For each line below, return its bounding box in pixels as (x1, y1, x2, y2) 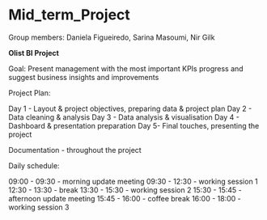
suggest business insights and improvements (8, 72, 159, 82)
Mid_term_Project (8, 6, 131, 24)
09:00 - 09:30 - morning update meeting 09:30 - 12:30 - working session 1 (8, 176, 259, 186)
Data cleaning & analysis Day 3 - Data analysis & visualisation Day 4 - (8, 112, 240, 122)
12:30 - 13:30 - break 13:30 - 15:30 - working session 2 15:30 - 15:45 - (8, 184, 242, 195)
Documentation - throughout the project (8, 145, 142, 154)
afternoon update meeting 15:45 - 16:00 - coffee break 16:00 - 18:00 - (8, 193, 241, 203)
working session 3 (8, 202, 70, 212)
